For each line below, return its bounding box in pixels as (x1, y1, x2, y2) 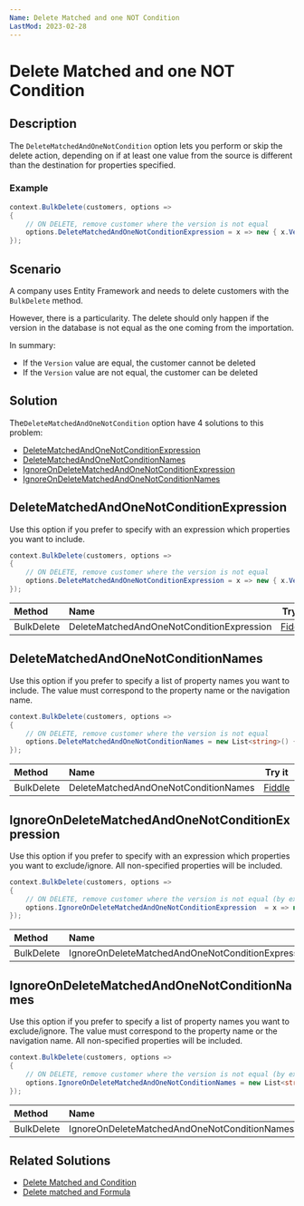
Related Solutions (9, 1153, 111, 1168)
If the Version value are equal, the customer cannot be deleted (22, 357, 256, 368)
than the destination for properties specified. (9, 160, 176, 170)
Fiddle (263, 782, 290, 794)
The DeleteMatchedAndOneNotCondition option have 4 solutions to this (9, 417, 264, 428)
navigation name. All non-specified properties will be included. (9, 1036, 242, 1046)
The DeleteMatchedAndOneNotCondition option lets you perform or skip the (9, 140, 283, 151)
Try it (265, 766, 289, 779)
